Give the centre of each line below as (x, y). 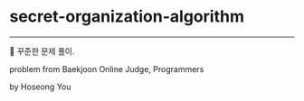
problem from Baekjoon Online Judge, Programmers (107, 69)
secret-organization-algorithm (127, 17)
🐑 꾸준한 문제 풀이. (42, 50)
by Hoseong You (40, 87)
